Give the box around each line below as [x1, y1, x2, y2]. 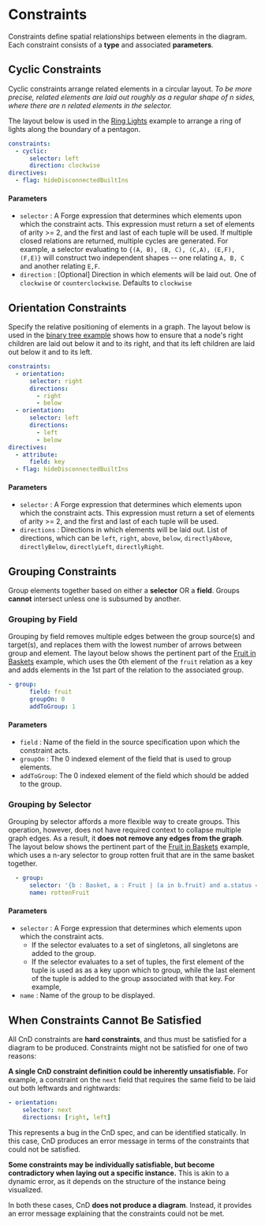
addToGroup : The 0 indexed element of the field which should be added [19, 771, 249, 780]
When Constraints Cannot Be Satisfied [8, 1014, 202, 1027]
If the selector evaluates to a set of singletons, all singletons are [31, 940, 239, 950]
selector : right [28, 377, 83, 385]
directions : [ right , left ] [22, 1113, 111, 1121]
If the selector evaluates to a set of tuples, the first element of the [31, 957, 244, 967]
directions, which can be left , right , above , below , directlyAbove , [19, 533, 233, 543]
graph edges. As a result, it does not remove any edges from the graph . [8, 833, 244, 843]
